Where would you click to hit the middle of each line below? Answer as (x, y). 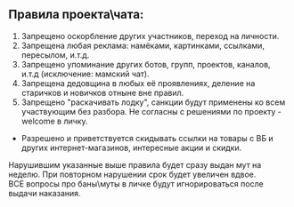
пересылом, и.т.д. (55, 55)
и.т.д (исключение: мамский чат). (86, 74)
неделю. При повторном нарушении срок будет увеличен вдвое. (132, 174)
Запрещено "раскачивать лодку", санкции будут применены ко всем (153, 102)
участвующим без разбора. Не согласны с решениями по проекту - (151, 111)
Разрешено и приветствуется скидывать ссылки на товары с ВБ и (147, 138)
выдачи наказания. (45, 193)
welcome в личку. (54, 121)
